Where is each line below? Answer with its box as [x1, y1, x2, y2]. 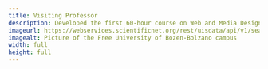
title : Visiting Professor [8, 11, 98, 20]
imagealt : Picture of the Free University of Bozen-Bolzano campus [8, 33, 238, 42]
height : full [8, 48, 52, 56]
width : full [8, 41, 48, 49]
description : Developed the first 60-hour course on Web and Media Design [8, 19, 262, 27]
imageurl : [8, 26, 41, 34]
